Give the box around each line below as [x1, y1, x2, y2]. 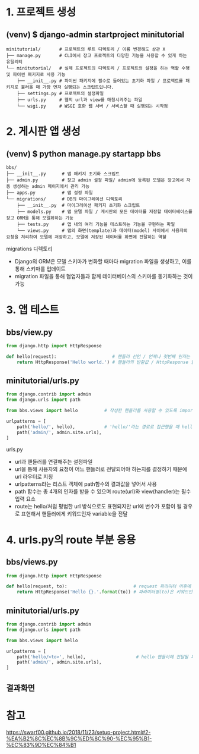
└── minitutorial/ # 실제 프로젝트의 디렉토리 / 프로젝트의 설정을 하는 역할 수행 [6, 65, 190, 71]
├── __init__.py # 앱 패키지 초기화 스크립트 [6, 171, 120, 177]
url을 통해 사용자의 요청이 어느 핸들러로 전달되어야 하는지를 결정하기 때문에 [14, 465, 188, 473]
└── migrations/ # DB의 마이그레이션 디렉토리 [6, 196, 123, 202]
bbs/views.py [6, 557, 58, 567]
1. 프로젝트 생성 [6, 5, 76, 19]
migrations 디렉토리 [6, 245, 53, 252]
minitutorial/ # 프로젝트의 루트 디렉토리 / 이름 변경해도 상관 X [6, 46, 166, 52]
